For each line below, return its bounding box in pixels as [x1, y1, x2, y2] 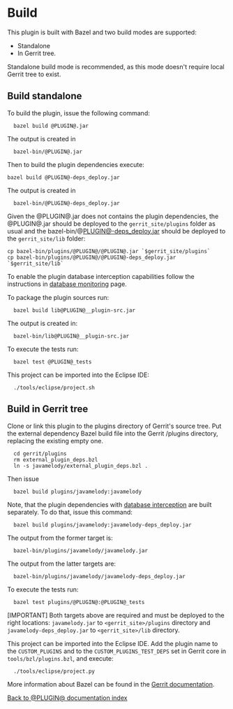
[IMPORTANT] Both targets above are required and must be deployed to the [7, 610, 225, 620]
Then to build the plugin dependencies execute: [7, 160, 144, 169]
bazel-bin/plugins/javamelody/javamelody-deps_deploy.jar [13, 573, 186, 580]
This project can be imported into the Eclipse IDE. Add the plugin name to [7, 639, 218, 647]
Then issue [7, 474, 40, 483]
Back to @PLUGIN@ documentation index [7, 694, 128, 702]
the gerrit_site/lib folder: [7, 234, 86, 243]
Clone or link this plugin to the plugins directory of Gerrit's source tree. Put [7, 422, 222, 430]
